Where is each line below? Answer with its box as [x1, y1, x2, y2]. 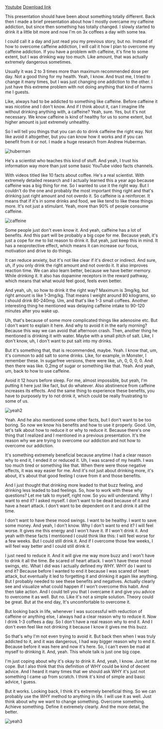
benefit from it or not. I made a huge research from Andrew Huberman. [5, 139, 147, 145]
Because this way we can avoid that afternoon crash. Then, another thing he [5, 328, 158, 333]
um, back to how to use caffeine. [5, 368, 71, 373]
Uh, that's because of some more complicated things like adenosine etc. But [5, 318, 158, 323]
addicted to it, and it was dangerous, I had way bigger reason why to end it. [5, 639, 156, 644]
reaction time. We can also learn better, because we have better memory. [5, 268, 152, 273]
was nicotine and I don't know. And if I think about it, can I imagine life [5, 104, 145, 109]
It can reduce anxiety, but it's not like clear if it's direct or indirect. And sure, [5, 257, 157, 263]
